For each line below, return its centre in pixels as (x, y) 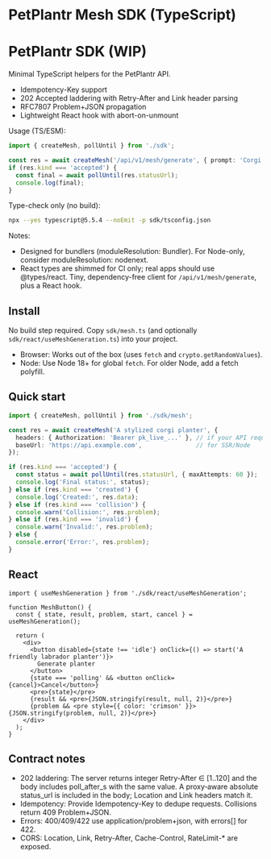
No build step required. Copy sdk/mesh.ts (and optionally (103, 330)
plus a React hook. (51, 286)
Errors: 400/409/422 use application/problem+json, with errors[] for (133, 821)
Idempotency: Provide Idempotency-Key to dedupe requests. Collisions (138, 804)
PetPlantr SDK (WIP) (78, 52)
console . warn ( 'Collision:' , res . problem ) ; (88, 512)
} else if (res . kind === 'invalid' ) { (73, 520)
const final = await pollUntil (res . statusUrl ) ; (97, 175)
